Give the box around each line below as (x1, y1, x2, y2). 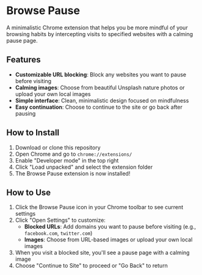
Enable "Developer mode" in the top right (15, 156, 119, 164)
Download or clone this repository (15, 144, 101, 151)
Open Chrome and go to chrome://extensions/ (15, 150, 132, 158)
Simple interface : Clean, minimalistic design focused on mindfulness (15, 97, 189, 104)
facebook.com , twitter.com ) (24, 230, 93, 237)
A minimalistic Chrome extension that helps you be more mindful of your (6, 24, 188, 31)
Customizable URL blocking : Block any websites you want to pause (15, 71, 187, 78)
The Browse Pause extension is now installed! (15, 169, 131, 177)
